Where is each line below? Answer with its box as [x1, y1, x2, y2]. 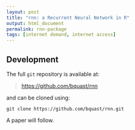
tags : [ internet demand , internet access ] [6, 32, 116, 38]
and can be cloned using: [6, 94, 70, 101]
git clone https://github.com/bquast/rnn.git [6, 106, 124, 112]
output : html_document [6, 20, 64, 26]
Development [6, 54, 59, 65]
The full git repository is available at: [6, 70, 100, 78]
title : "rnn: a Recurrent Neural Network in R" [6, 15, 130, 21]
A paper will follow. [6, 117, 54, 124]
